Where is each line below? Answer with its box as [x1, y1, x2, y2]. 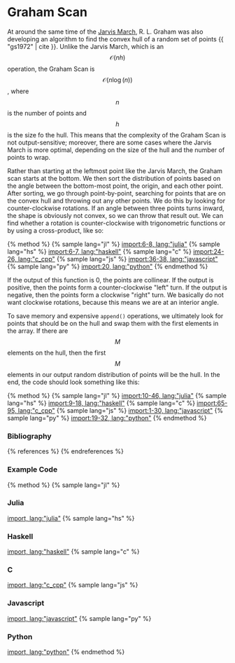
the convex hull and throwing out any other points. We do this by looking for [7, 196, 226, 205]
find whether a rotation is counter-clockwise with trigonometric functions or [7, 219, 226, 227]
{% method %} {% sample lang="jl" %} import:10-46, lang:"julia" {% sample [7, 391, 227, 399]
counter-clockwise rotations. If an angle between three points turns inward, [7, 204, 225, 212]
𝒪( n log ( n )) [102, 75, 133, 84]
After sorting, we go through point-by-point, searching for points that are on [7, 189, 226, 197]
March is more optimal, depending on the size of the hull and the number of [7, 145, 225, 154]
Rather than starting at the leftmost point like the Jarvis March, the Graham [7, 166, 222, 175]
